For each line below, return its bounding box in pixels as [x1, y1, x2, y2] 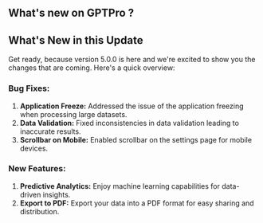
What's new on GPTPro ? [8, 6, 135, 20]
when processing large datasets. [19, 109, 128, 119]
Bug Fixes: [8, 83, 50, 94]
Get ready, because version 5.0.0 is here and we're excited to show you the [8, 55, 256, 65]
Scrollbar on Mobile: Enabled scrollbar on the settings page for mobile [19, 135, 253, 144]
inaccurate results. [19, 127, 81, 136]
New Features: [8, 163, 66, 174]
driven [19, 190, 41, 199]
